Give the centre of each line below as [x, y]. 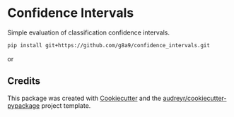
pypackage [24, 105]
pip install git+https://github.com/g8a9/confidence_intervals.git [109, 45]
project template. [66, 105]
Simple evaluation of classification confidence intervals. [89, 32]
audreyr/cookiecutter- [194, 98]
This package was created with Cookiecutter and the [84, 98]
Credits [24, 81]
